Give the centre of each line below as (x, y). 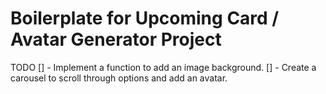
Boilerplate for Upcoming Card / (145, 18)
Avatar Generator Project (116, 39)
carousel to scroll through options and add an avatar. (119, 78)
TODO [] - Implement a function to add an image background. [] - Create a (163, 67)
